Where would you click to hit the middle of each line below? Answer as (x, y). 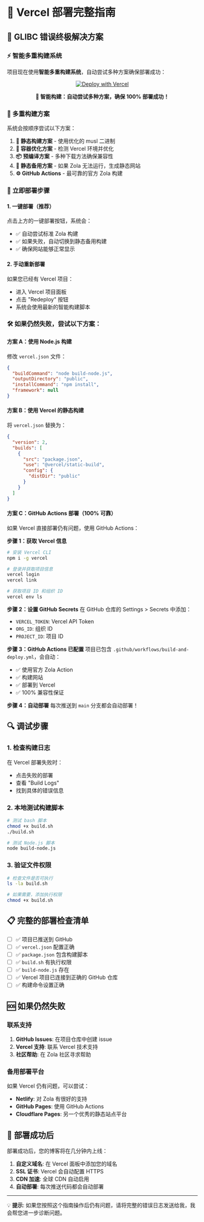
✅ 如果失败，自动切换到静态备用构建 (61, 241)
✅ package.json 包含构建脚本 (52, 954)
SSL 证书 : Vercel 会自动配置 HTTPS (60, 1172)
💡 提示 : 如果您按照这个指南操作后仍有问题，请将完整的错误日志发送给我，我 (101, 1205)
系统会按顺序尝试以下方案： (41, 128)
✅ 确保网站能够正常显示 (45, 249)
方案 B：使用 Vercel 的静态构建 (45, 410)
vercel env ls (25, 597)
